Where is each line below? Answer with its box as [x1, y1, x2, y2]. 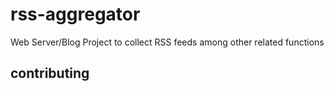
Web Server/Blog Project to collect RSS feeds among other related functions [10, 36, 325, 48]
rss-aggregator [10, 3, 141, 26]
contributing [10, 65, 90, 82]
